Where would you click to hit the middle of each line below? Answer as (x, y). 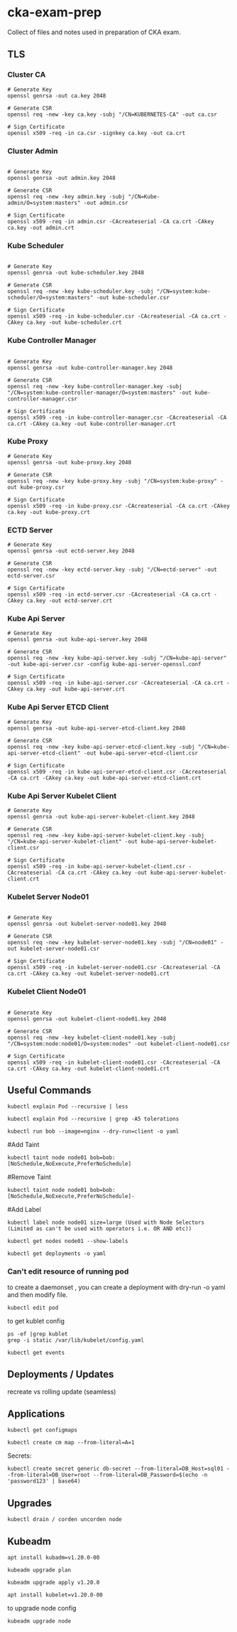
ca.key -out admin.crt (41, 228)
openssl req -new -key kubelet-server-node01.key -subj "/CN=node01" (112, 943)
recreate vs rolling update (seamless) (62, 1392)
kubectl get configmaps (43, 1430)
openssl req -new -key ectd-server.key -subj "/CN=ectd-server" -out (112, 570)
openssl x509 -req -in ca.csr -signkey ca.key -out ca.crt (97, 133)
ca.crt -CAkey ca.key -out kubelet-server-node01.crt (89, 974)
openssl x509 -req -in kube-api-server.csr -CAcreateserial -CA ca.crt (115, 683)
